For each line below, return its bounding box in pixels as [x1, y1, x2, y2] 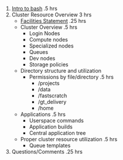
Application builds [29, 123, 73, 130]
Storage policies [29, 61, 69, 68]
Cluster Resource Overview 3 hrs [11, 11, 92, 18]
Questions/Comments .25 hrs [11, 148, 83, 155]
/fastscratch [37, 92, 67, 99]
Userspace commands [29, 117, 84, 124]
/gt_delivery [37, 98, 67, 105]
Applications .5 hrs [20, 111, 66, 118]
